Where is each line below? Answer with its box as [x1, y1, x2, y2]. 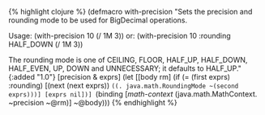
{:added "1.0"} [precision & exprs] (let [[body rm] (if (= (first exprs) [8, 72, 231, 81]
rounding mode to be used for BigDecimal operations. [8, 15, 188, 25]
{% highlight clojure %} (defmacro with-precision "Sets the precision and [8, 7, 253, 16]
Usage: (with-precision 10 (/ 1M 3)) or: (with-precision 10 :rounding [8, 31, 231, 40]
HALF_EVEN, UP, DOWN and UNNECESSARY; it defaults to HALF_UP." [8, 64, 241, 73]
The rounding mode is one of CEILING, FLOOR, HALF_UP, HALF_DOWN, [8, 55, 248, 64]
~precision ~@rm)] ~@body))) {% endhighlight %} [8, 98, 178, 107]
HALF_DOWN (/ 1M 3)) [8, 39, 83, 49]
